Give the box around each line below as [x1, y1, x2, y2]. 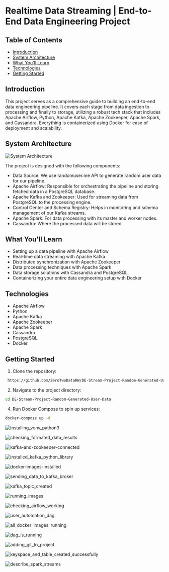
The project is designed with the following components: [5, 162, 121, 168]
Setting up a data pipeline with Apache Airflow [12, 248, 109, 254]
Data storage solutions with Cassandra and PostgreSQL [12, 269, 128, 276]
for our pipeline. [12, 177, 46, 183]
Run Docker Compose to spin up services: [12, 406, 100, 412]
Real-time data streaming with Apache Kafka [12, 254, 106, 260]
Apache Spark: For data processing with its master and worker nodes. [12, 215, 157, 221]
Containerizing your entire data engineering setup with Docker [12, 275, 142, 281]
